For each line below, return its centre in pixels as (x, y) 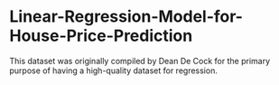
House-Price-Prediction (101, 36)
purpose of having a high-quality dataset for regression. (114, 71)
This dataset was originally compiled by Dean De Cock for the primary (140, 61)
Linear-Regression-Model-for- (126, 17)
